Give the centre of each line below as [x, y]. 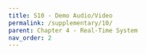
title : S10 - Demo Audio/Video [61, 15]
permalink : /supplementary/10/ [61, 23]
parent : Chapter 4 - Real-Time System [73, 30]
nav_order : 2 [30, 38]
